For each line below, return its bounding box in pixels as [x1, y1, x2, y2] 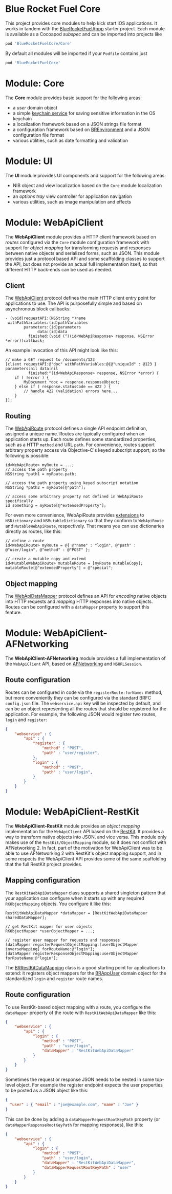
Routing [5, 412, 31, 420]
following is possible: [5, 453, 50, 459]
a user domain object [12, 104, 58, 111]
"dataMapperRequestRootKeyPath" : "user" [41, 1165, 132, 1170]
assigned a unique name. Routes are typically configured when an [5, 431, 145, 437]
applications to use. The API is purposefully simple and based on [5, 300, 142, 306]
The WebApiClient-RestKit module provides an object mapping [5, 823, 140, 829]
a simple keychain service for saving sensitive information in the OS [12, 110, 156, 116]
